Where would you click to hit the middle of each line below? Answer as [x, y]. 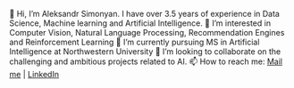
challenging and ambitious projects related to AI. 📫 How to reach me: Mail [146, 61]
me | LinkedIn [34, 74]
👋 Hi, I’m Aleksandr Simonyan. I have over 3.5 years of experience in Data [144, 14]
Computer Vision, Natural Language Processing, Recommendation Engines [147, 32]
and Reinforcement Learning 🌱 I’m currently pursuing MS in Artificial [134, 42]
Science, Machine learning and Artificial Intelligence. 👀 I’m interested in [140, 23]
